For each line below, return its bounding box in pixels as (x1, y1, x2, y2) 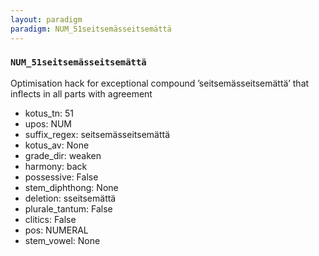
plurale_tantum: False (24, 202, 113, 215)
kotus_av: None (24, 139, 90, 151)
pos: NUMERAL (24, 224, 89, 236)
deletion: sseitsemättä (24, 192, 117, 204)
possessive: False (24, 171, 99, 183)
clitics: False (24, 213, 77, 225)
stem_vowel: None (24, 234, 101, 246)
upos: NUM (24, 117, 73, 130)
